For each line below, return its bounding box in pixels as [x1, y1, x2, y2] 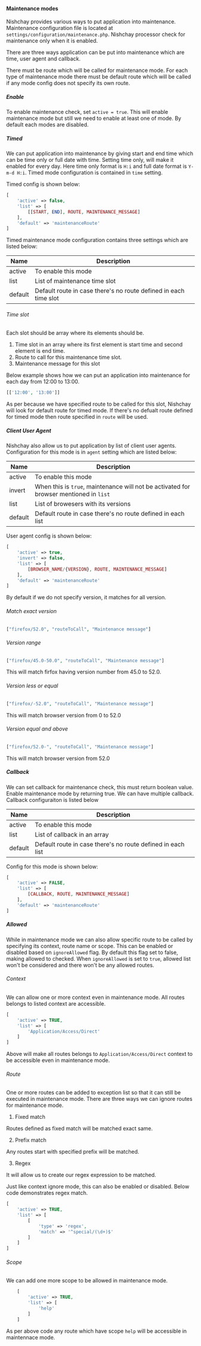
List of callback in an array [35, 830, 109, 838]
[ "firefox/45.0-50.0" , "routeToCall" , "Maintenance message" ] [6, 657, 165, 663]
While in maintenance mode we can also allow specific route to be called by [6, 935, 193, 943]
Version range [6, 639, 41, 646]
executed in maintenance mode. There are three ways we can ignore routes [6, 1095, 193, 1103]
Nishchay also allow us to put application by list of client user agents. [6, 442, 176, 449]
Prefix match [14, 1136, 47, 1144]
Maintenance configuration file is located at [6, 25, 114, 32]
